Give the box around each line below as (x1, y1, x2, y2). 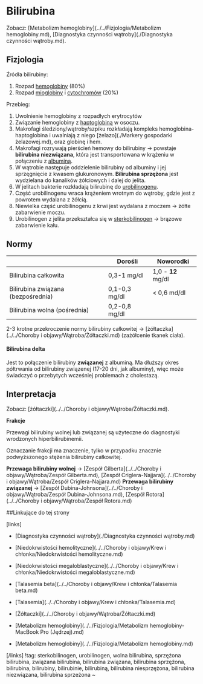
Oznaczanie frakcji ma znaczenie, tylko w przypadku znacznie (6, 446, 162, 454)
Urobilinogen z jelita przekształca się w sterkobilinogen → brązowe (14, 215, 182, 222)
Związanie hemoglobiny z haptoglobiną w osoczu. (14, 119, 140, 126)
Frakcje (6, 417, 25, 424)
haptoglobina (14, 131, 48, 138)
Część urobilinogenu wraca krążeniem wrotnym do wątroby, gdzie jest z (14, 189, 195, 197)
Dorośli (117, 257, 138, 265)
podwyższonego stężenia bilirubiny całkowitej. (6, 453, 123, 460)
